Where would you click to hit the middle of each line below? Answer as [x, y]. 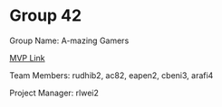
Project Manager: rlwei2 [54, 93]
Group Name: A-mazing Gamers [69, 40]
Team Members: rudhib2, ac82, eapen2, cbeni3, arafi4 [111, 75]
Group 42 [46, 16]
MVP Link [27, 58]
